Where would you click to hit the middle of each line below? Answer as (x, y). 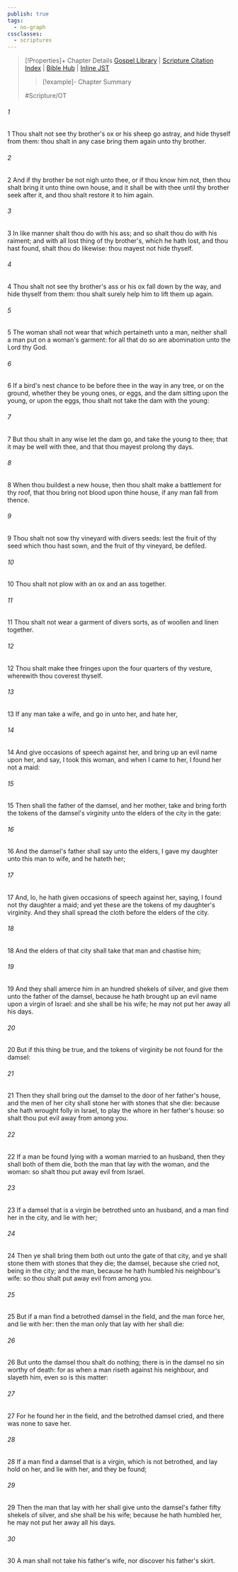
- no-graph (30, 27)
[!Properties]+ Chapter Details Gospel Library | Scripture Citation (119, 60)
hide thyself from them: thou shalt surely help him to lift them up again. (110, 294)
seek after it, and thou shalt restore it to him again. (81, 195)
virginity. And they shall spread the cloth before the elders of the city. (108, 912)
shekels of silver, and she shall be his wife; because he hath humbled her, (115, 1515)
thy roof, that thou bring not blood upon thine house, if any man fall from (113, 492)
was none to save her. (40, 1423)
